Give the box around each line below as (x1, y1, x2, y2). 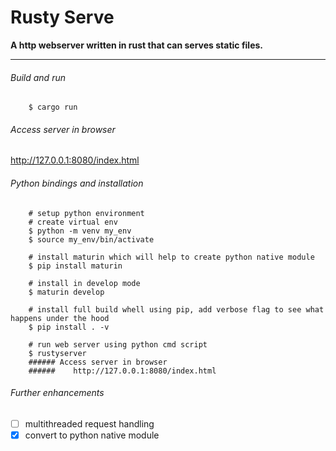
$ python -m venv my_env (28, 226, 132, 236)
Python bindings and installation (10, 177, 144, 189)
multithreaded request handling (24, 417, 155, 430)
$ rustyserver (28, 348, 87, 358)
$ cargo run (28, 102, 78, 113)
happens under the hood (10, 313, 110, 323)
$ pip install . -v (28, 322, 110, 332)
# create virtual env (28, 217, 118, 227)
